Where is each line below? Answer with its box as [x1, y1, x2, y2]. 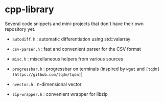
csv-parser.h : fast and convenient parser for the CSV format [12, 46, 141, 52]
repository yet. [5, 26, 36, 32]
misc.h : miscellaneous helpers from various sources [12, 55, 124, 62]
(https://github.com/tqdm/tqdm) [12, 72, 81, 77]
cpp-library [5, 4, 54, 15]
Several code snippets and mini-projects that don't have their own [5, 21, 144, 27]
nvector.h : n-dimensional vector [12, 81, 82, 87]
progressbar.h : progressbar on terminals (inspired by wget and [12, 66, 145, 72]
